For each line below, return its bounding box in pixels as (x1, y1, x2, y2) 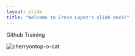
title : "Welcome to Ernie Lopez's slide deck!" (6, 14, 130, 20)
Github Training (6, 31, 45, 38)
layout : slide (6, 8, 43, 15)
